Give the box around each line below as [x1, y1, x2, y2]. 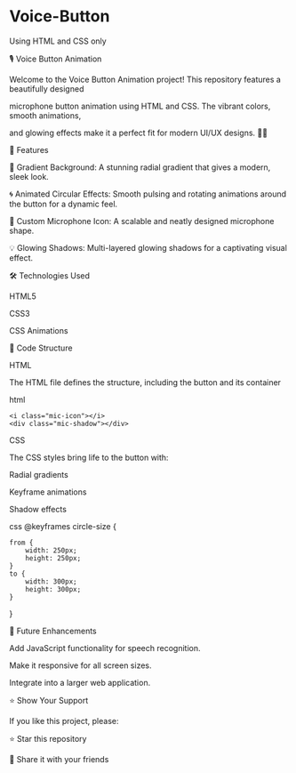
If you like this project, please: [9, 715, 119, 726]
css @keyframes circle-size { [9, 520, 117, 531]
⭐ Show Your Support [9, 695, 89, 705]
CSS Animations [9, 325, 68, 335]
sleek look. [9, 171, 49, 181]
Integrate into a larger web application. [9, 677, 151, 688]
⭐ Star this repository [9, 733, 87, 744]
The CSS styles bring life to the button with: [9, 452, 169, 463]
